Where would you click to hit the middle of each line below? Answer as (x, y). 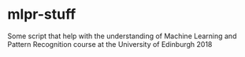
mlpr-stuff (42, 14)
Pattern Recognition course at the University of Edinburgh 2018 (110, 44)
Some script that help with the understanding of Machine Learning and (122, 36)
